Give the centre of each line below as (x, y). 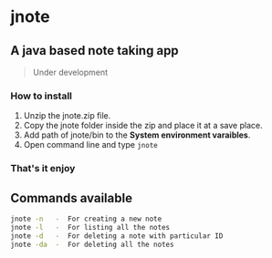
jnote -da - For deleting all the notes (92, 244)
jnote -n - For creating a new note (86, 219)
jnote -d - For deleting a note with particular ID (117, 236)
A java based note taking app (94, 51)
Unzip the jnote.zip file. (67, 116)
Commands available (72, 198)
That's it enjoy (43, 169)
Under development (70, 72)
